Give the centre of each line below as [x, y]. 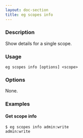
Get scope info [21, 116]
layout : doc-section [27, 10]
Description [20, 32]
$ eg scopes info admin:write [37, 127]
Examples [18, 104]
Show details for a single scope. [38, 43]
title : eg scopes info [29, 15]
